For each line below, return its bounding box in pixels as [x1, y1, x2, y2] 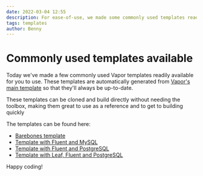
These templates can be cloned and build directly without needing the [6, 96, 181, 103]
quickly [6, 109, 25, 116]
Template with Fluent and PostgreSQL [14, 145, 110, 152]
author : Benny [6, 25, 42, 32]
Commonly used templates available [6, 52, 193, 65]
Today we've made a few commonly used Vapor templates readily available [6, 72, 194, 79]
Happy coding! [6, 163, 43, 171]
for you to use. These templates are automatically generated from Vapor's [6, 78, 190, 85]
